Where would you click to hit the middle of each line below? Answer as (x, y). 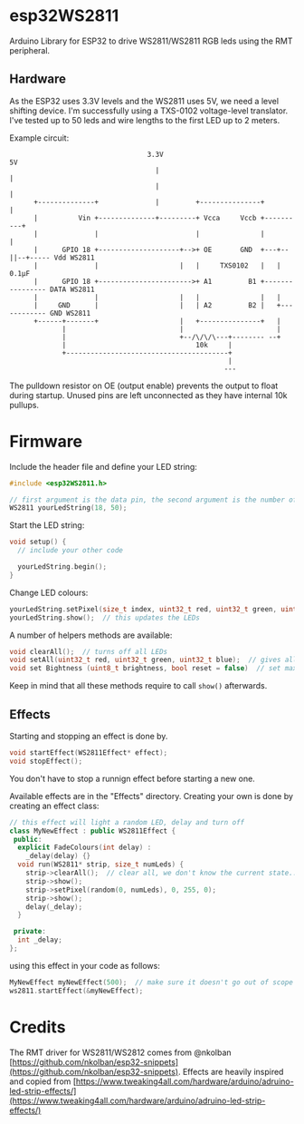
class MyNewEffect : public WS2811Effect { (93, 831)
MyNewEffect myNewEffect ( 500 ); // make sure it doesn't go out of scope (152, 982)
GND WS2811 (70, 313)
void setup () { (38, 542)
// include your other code (71, 551)
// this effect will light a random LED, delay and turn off (127, 822)
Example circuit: (39, 138)
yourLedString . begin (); (62, 567)
